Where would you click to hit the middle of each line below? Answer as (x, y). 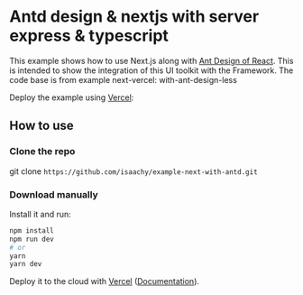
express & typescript (89, 36)
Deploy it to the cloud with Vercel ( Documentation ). (105, 281)
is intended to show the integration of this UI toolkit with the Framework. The (151, 70)
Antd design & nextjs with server (134, 17)
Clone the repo (42, 152)
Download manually (54, 194)
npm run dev (32, 239)
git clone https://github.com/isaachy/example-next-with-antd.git (134, 171)
